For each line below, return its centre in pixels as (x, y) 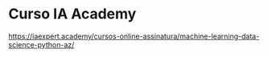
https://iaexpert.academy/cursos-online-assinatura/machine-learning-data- (134, 36)
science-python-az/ (41, 44)
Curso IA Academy (72, 14)
